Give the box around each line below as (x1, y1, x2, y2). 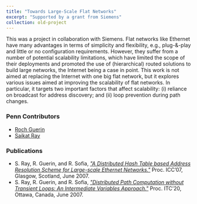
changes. (6, 98, 29, 105)
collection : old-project (6, 19, 67, 25)
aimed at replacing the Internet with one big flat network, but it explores (6, 73, 179, 80)
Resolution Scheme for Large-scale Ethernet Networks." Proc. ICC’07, (14, 166, 183, 173)
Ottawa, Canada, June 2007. (14, 191, 84, 198)
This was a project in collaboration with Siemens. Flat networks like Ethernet (6, 36, 191, 43)
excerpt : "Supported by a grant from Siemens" (6, 14, 122, 20)
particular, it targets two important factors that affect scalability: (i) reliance (6, 86, 187, 93)
